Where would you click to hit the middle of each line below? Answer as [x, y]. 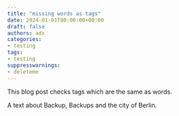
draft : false [26, 26]
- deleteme [23, 72]
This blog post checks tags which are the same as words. [90, 92]
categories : [24, 40]
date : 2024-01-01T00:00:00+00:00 [56, 20]
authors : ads [26, 33]
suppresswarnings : [34, 65]
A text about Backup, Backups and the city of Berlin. [82, 105]
